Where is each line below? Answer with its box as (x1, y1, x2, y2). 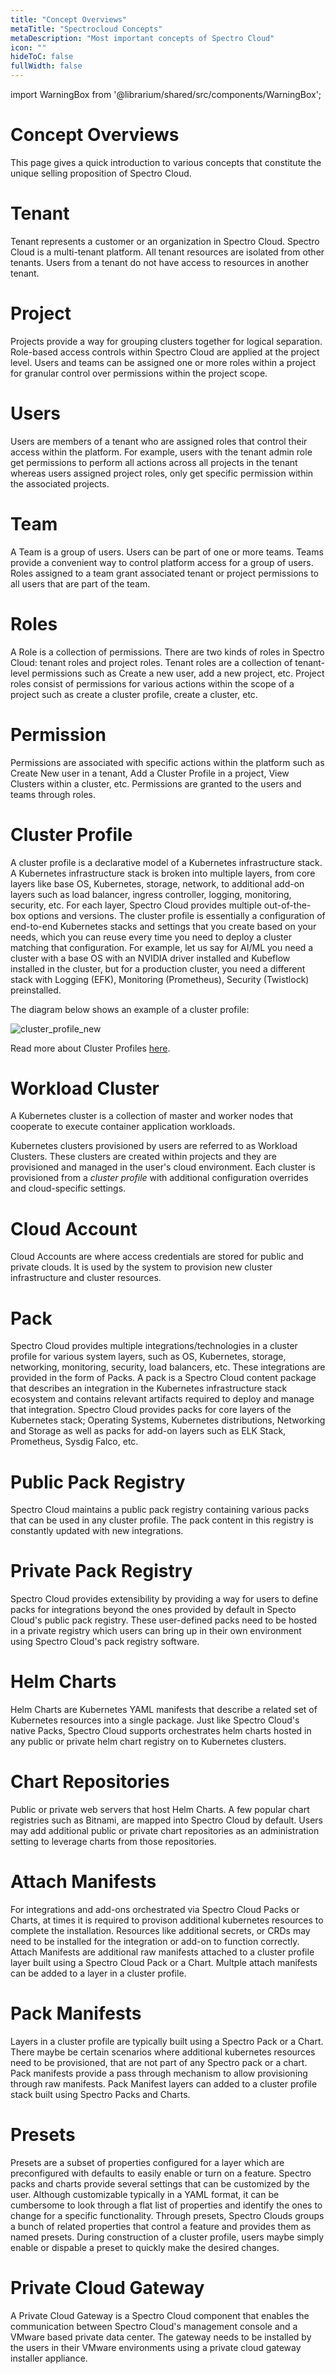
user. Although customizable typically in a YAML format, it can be (10, 2188, 280, 2200)
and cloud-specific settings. (10, 1182, 127, 1195)
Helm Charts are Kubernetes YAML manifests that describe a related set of (10, 1704, 318, 1716)
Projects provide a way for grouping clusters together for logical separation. (10, 335, 323, 347)
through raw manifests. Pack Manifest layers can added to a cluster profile (10, 2077, 318, 2090)
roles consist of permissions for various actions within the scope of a (10, 677, 295, 690)
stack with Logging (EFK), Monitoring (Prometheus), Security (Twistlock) (10, 973, 310, 985)
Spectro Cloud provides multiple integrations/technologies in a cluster (10, 1340, 298, 1352)
